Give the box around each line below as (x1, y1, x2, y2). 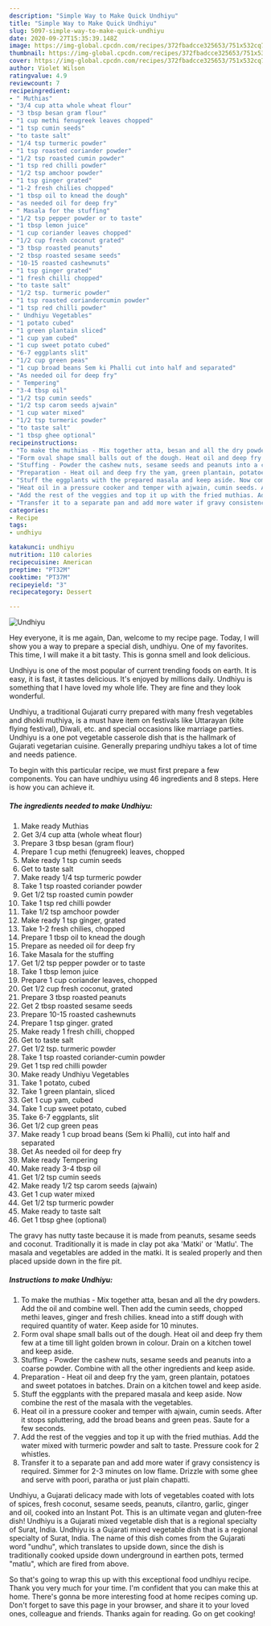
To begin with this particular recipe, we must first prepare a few (9, 765, 220, 775)
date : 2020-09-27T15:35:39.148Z (9, 34, 117, 43)
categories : (9, 506, 49, 514)
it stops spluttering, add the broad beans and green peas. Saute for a (20, 1415, 250, 1425)
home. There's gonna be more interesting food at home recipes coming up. (9, 1592, 258, 1602)
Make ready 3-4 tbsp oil (20, 1164, 101, 1173)
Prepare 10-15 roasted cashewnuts (20, 1010, 136, 1019)
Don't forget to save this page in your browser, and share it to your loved (9, 1600, 249, 1610)
